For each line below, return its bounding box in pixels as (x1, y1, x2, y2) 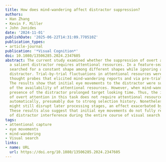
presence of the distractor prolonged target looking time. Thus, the (9, 90, 158, 95)
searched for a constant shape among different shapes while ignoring (9, 67, 158, 72)
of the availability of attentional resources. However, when (9, 85, 140, 90)
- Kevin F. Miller (5, 21, 43, 26)
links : (5, 140, 19, 146)
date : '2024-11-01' (5, 30, 45, 35)
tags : (5, 117, 16, 122)
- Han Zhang (5, 16, 30, 21)
